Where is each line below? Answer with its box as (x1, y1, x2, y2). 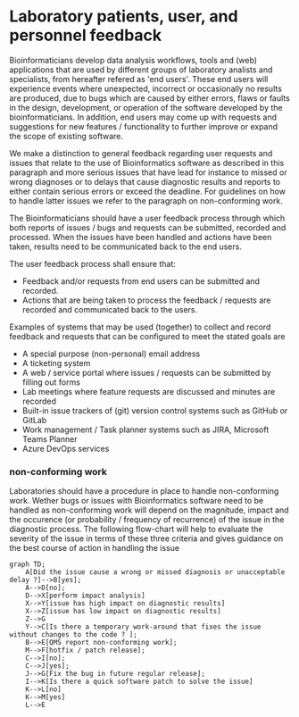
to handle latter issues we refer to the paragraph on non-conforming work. (9, 195, 283, 206)
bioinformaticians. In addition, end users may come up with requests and (9, 112, 277, 122)
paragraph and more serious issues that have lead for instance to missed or (9, 167, 287, 178)
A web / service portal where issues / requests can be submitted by (21, 367, 271, 378)
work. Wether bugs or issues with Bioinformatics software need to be (9, 496, 264, 506)
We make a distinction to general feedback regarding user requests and (9, 147, 273, 158)
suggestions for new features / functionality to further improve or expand (9, 121, 278, 131)
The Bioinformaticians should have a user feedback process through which (9, 213, 286, 223)
